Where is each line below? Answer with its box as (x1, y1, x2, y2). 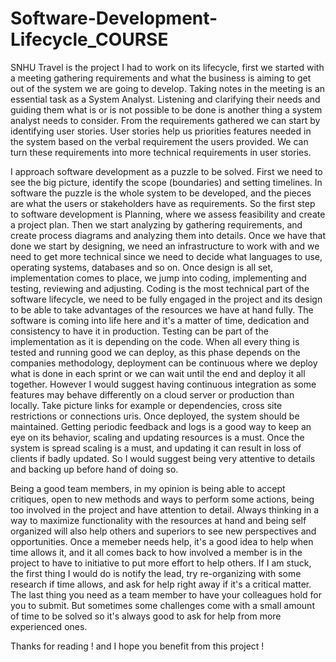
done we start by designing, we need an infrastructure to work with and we (10, 240, 320, 252)
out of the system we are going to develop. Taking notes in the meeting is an (10, 82, 326, 94)
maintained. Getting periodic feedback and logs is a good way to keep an (10, 420, 312, 432)
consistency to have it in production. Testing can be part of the (10, 325, 269, 337)
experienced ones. (10, 620, 88, 632)
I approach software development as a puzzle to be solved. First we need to (10, 165, 323, 177)
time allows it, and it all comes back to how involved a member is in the (10, 546, 303, 558)
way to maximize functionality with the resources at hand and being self (10, 514, 307, 526)
